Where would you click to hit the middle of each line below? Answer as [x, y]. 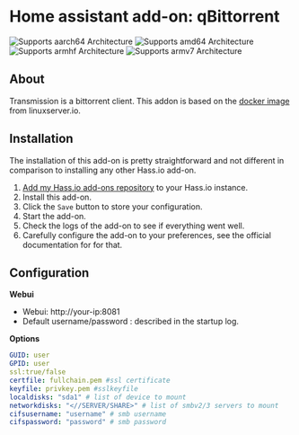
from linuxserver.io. [45, 111]
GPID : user [30, 364]
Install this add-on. [57, 197]
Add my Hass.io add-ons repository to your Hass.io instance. [135, 187]
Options [25, 339]
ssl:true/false [38, 372]
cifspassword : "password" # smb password [88, 422]
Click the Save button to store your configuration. [112, 206]
